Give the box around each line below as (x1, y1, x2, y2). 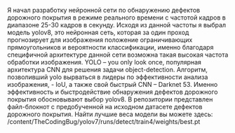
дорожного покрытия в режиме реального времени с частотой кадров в (7, 13, 226, 22)
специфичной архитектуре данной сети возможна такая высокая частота (7, 50, 229, 59)
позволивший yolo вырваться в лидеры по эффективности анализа (7, 73, 208, 81)
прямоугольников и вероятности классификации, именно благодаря (7, 43, 214, 51)
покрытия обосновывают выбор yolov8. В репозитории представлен (7, 95, 213, 104)
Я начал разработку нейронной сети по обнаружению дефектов (7, 6, 201, 14)
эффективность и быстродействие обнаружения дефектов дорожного (7, 87, 218, 96)
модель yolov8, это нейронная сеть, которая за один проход (7, 28, 189, 36)
